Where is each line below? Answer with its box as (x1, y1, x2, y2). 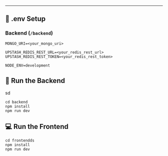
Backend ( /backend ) (5, 29, 53, 36)
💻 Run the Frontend (5, 122, 68, 130)
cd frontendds (5, 138, 35, 143)
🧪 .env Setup (5, 14, 46, 23)
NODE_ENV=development (5, 63, 50, 68)
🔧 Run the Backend (5, 76, 65, 85)
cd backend (5, 99, 28, 104)
